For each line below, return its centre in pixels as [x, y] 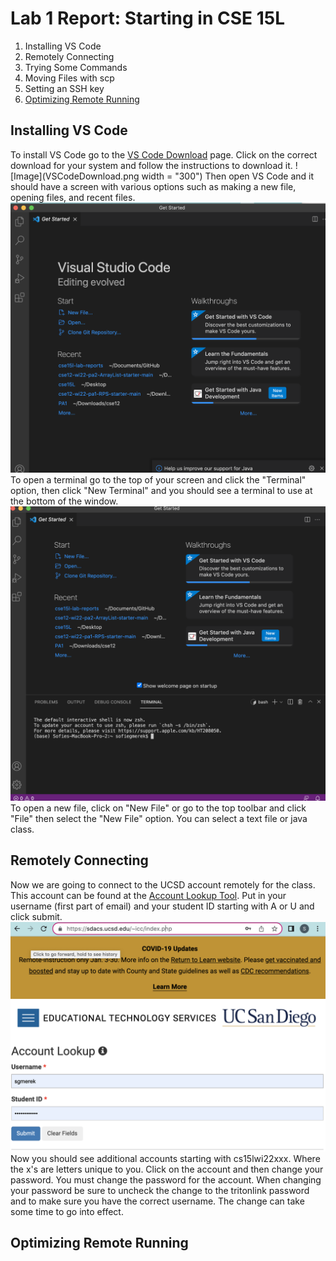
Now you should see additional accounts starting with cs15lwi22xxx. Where [165, 1158]
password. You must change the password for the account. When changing [166, 1179]
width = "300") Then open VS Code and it [228, 176]
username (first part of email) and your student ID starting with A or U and [162, 906]
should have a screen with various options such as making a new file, [153, 186]
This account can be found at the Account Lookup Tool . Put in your [148, 895]
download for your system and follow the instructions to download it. [151, 165]
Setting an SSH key [64, 88]
